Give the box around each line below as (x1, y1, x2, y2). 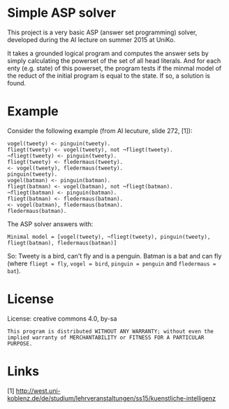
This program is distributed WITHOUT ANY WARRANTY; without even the (7, 328, 214, 335)
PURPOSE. (7, 340, 33, 347)
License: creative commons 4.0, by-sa (7, 314, 117, 323)
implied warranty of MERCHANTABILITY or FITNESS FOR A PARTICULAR (7, 334, 205, 341)
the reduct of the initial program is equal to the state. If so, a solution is (7, 71, 211, 80)
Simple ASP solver (7, 5, 117, 21)
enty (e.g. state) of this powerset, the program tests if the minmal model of (7, 64, 222, 72)
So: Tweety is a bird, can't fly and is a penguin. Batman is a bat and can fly (7, 251, 222, 260)
